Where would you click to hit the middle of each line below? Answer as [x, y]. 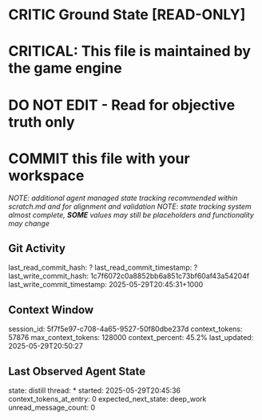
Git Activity [37, 248]
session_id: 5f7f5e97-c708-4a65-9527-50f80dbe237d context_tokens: [125, 329]
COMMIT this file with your [99, 158]
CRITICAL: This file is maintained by [130, 52]
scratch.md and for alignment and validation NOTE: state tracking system [130, 206]
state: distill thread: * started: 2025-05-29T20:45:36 [95, 390]
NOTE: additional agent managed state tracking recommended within [123, 198]
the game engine [65, 68]
